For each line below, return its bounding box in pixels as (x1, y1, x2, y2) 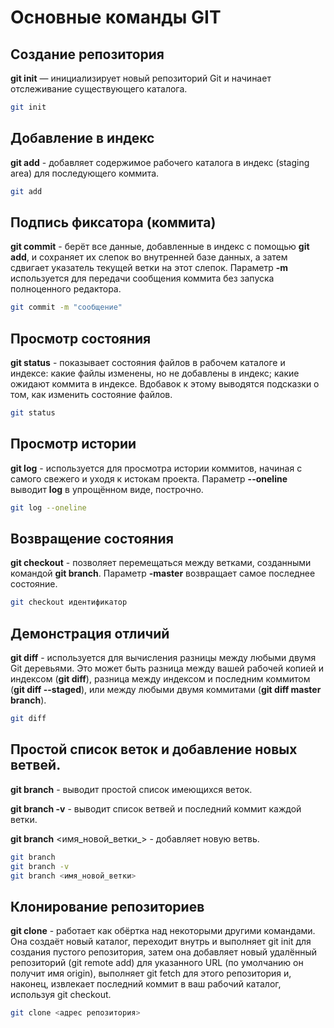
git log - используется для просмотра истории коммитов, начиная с (10, 462, 303, 474)
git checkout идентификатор (10, 597, 128, 608)
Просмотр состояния (10, 330, 152, 347)
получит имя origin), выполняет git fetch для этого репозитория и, (10, 967, 292, 980)
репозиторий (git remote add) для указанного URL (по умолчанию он (10, 957, 304, 969)
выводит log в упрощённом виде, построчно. (10, 483, 204, 495)
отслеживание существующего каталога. (10, 83, 188, 95)
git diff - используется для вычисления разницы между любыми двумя (10, 652, 317, 664)
